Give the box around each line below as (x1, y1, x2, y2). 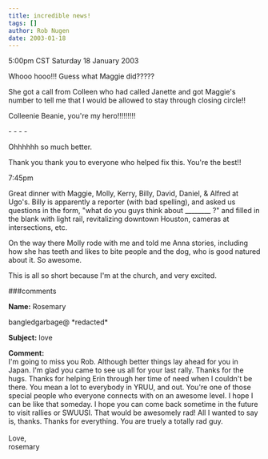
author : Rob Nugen (8, 26, 70, 34)
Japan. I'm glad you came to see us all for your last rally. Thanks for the (8, 365, 244, 375)
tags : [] (8, 19, 38, 27)
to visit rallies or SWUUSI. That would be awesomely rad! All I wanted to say (8, 408, 258, 417)
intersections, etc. (8, 223, 68, 232)
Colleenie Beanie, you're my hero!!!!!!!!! (8, 111, 136, 121)
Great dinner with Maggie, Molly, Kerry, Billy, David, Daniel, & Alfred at (8, 189, 238, 199)
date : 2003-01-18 (8, 34, 66, 42)
